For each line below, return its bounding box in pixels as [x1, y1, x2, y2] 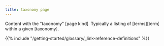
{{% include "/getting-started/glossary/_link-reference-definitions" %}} [5, 35, 150, 41]
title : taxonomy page [5, 7, 50, 12]
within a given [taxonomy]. [5, 25, 59, 32]
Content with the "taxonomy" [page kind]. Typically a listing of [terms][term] [5, 21, 160, 26]
